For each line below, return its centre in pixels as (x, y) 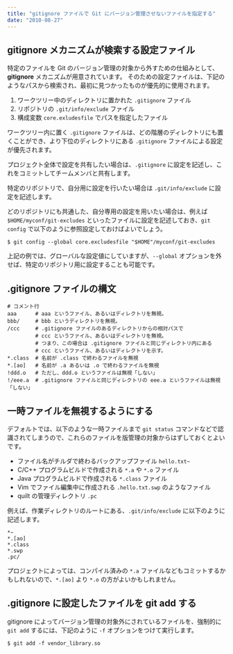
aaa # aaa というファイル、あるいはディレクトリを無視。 (87, 314)
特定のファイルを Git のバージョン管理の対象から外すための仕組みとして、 (113, 68)
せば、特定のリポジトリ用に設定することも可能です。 (83, 264)
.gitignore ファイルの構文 (62, 288)
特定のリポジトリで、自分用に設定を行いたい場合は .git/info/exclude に (111, 188)
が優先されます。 (31, 150)
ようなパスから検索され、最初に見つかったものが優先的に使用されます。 (110, 86)
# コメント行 (23, 307)
